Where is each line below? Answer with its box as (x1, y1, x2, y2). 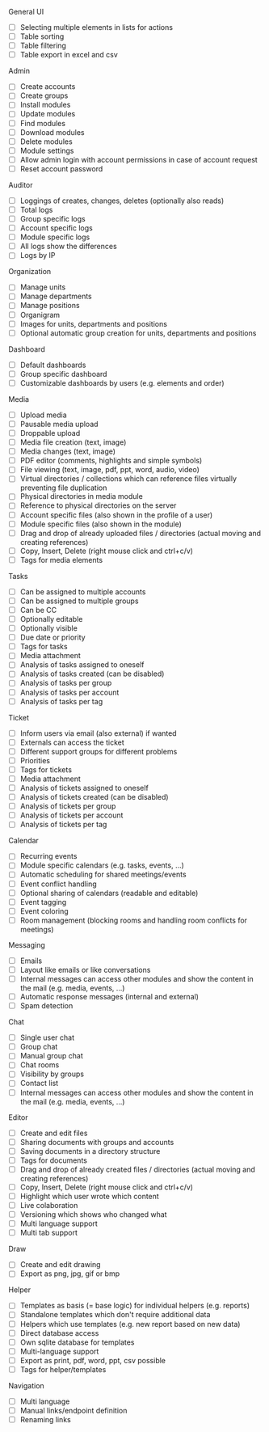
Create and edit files (19, 1128, 88, 1138)
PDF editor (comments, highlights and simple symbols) (19, 456, 203, 466)
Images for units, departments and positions (19, 319, 168, 328)
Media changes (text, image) (19, 446, 116, 456)
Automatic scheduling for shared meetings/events (19, 869, 187, 880)
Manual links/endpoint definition (19, 1405, 128, 1415)
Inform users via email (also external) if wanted (19, 728, 177, 738)
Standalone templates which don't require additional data (19, 1310, 211, 1320)
